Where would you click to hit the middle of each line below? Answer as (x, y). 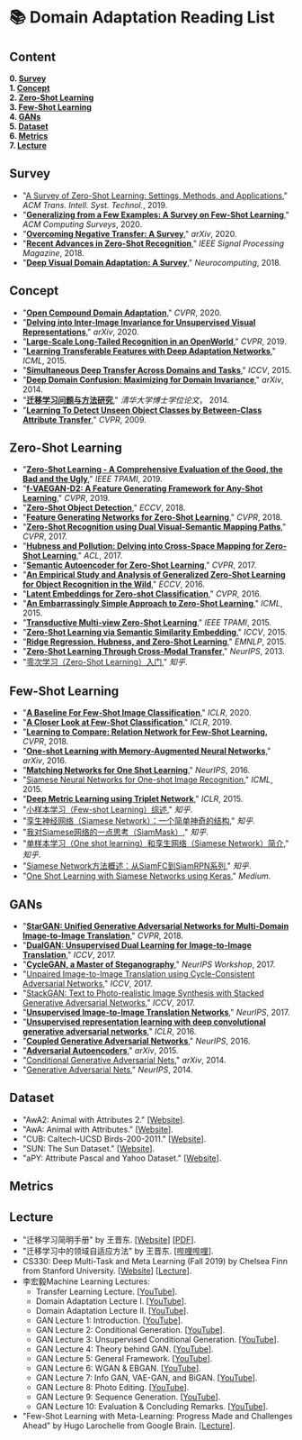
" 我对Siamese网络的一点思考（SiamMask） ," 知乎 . (115, 832)
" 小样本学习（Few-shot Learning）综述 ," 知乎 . (107, 810)
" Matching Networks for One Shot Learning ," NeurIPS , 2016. (136, 770)
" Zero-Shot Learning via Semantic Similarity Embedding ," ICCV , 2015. (155, 633)
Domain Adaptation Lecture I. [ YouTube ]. (111, 1301)
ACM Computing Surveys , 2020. (82, 224)
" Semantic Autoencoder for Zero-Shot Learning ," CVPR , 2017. (139, 565)
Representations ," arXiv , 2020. (80, 332)
